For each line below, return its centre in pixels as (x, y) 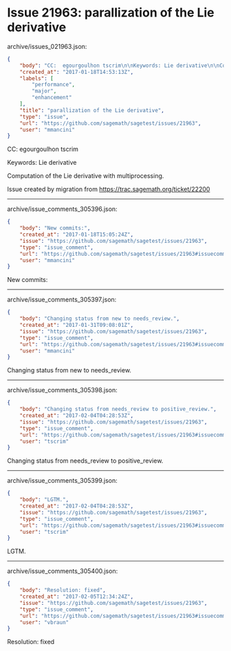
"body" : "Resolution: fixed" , (63, 590)
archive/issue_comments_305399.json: (63, 481)
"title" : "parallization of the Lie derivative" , (92, 110)
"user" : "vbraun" (44, 622)
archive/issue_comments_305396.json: (63, 209)
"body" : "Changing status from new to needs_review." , (100, 319)
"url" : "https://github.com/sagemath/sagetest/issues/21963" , (110, 123)
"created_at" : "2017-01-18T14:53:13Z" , (77, 72)
